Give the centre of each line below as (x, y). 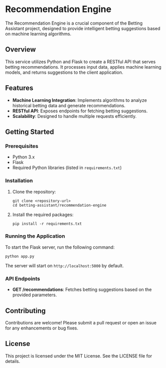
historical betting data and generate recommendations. (69, 105)
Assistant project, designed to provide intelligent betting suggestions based (83, 28)
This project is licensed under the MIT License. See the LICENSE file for (79, 356)
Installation (19, 180)
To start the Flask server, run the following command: (60, 247)
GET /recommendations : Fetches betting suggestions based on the (82, 290)
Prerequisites (22, 146)
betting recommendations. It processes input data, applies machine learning (83, 67)
